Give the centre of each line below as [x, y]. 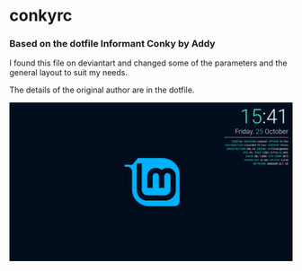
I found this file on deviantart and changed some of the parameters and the [148, 63]
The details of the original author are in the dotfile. [102, 90]
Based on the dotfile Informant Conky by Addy [112, 44]
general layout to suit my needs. [69, 73]
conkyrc [41, 16]
